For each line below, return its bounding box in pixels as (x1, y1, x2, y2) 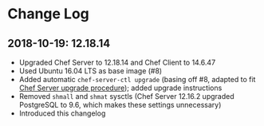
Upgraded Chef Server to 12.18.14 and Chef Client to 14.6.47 (18, 57, 216, 67)
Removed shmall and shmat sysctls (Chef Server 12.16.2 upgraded (18, 92, 234, 100)
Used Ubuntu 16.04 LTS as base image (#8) (18, 66, 163, 76)
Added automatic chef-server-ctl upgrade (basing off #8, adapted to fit (18, 75, 256, 84)
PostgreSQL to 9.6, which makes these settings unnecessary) (18, 100, 222, 109)
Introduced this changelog (18, 108, 106, 118)
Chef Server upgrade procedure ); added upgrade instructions (18, 83, 223, 93)
